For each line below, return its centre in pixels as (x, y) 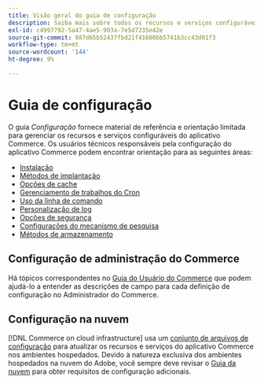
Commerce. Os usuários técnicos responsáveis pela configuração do (120, 143)
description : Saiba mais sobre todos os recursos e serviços (110, 23)
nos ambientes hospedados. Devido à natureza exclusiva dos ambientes (125, 355)
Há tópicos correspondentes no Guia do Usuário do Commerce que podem (130, 278)
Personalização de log (55, 209)
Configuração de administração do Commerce (124, 259)
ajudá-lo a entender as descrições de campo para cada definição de (119, 286)
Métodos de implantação (60, 175)
